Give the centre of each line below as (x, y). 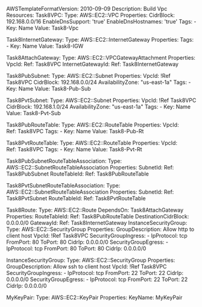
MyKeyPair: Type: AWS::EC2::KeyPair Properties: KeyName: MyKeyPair (94, 297)
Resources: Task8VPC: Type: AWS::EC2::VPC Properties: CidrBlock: (90, 15)
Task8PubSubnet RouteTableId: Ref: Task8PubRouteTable (77, 174)
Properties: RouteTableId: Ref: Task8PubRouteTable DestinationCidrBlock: (98, 216)
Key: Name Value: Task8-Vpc (43, 28)
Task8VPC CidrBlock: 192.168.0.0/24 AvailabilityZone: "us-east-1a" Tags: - (99, 82)
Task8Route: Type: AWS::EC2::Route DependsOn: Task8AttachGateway (95, 210)
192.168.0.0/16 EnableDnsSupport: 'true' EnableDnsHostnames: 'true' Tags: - (101, 21)
